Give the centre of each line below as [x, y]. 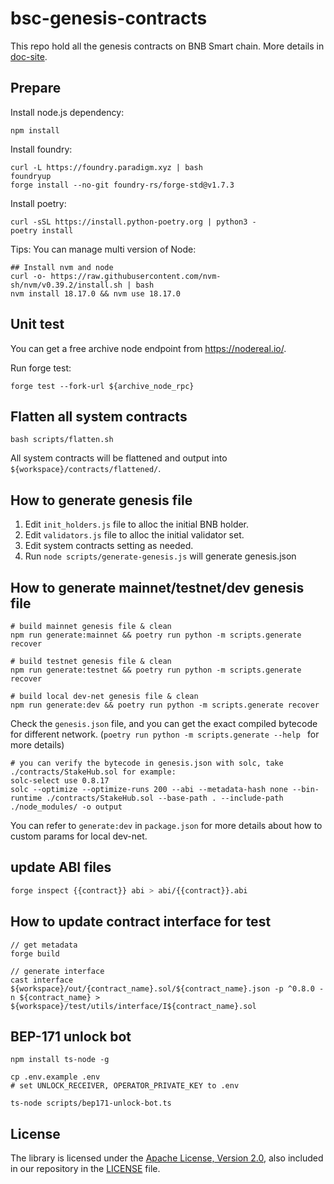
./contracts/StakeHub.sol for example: [93, 772]
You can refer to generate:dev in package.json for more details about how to [166, 825]
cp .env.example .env [55, 1077]
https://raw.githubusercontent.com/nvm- [136, 276]
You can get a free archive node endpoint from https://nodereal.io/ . [148, 348]
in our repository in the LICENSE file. [85, 1169]
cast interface [42, 980]
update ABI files [61, 867]
